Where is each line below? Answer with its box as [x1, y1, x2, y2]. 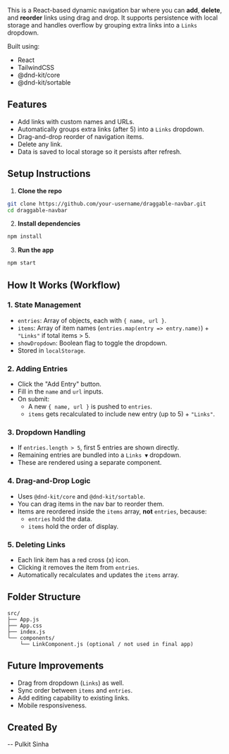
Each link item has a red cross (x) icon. [17, 556, 130, 564]
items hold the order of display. [27, 522, 119, 530]
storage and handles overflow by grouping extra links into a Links [7, 21, 197, 29]
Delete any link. [17, 140, 63, 148]
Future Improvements [7, 659, 104, 672]
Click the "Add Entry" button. [17, 380, 102, 389]
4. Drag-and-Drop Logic [7, 476, 91, 486]
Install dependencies [17, 219, 81, 228]
